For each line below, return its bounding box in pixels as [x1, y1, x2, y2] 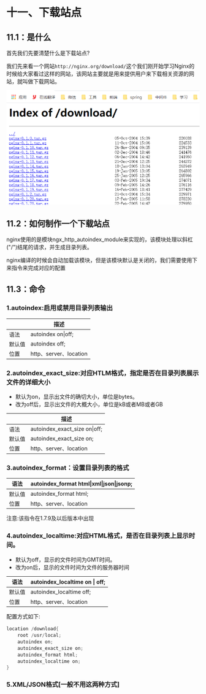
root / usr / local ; [17, 633, 62, 639]
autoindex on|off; [30, 331, 74, 338]
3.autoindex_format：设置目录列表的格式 [6, 463, 129, 472]
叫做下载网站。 [22, 78, 60, 85]
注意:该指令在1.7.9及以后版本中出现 [6, 515, 94, 522]
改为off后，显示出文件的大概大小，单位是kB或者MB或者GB [15, 400, 164, 408]
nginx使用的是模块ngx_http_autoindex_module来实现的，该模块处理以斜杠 [6, 236, 193, 243]
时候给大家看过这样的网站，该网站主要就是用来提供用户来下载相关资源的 [6, 70, 189, 77]
